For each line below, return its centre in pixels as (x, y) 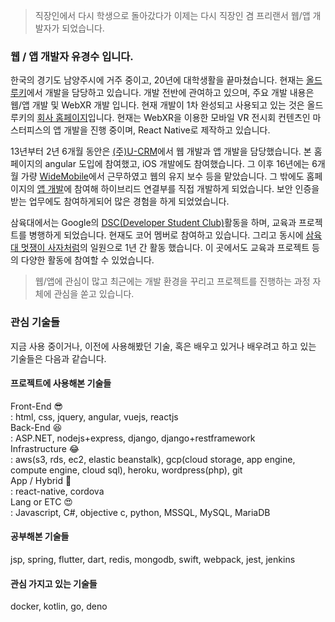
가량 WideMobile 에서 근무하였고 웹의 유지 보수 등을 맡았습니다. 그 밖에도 (162, 176)
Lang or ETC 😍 (41, 501)
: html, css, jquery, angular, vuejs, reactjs (94, 416)
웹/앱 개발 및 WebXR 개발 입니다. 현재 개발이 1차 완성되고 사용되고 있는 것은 (157, 105)
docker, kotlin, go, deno (59, 606)
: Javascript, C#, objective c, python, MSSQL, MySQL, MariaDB (140, 512)
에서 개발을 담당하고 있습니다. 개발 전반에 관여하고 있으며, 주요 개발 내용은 (170, 93)
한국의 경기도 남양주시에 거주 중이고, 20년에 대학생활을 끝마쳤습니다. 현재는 (157, 80)
